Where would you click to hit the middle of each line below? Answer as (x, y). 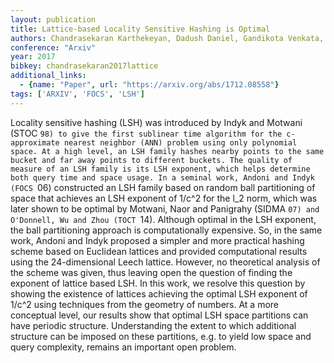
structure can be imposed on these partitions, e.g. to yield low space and (161, 336)
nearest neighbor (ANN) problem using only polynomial (180, 142)
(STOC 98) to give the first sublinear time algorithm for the (146, 133)
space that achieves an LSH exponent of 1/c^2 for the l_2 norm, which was (164, 198)
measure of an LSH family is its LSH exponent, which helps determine (160, 169)
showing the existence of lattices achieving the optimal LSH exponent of (159, 293)
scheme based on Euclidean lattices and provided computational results (159, 251)
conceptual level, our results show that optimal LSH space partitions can (159, 315)
